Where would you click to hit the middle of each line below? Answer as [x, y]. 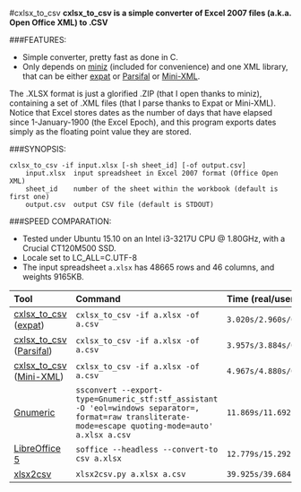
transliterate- [158, 417]
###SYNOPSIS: [38, 149]
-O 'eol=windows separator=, [138, 408]
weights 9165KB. [53, 276]
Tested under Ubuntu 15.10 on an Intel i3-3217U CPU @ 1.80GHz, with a [154, 238]
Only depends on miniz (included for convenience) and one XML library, [155, 67]
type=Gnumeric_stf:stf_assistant [147, 399]
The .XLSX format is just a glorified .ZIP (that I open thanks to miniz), [136, 94]
